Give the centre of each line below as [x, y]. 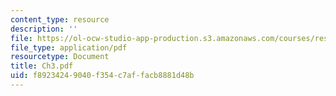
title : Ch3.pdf [42, 66]
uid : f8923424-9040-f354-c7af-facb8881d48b [102, 76]
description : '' [44, 29]
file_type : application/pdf [69, 47]
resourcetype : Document [60, 57]
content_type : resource [60, 19]
